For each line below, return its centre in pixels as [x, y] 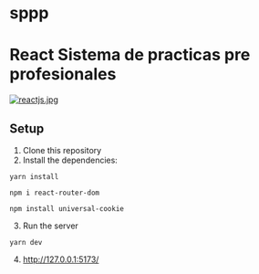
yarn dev [26, 242]
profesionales [63, 74]
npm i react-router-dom [55, 193]
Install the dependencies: [70, 160]
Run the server [51, 226]
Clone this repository [62, 150]
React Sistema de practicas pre [130, 55]
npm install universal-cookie [67, 208]
